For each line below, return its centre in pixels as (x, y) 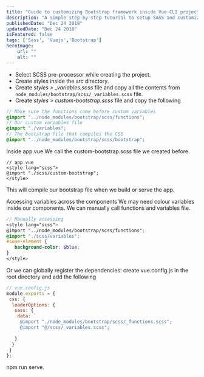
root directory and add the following (51, 277)
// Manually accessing (35, 219)
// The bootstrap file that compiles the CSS (65, 134)
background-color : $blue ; (47, 247)
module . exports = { (31, 293)
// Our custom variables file (45, 123)
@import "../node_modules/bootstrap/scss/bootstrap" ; (76, 140)
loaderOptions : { (34, 305)
